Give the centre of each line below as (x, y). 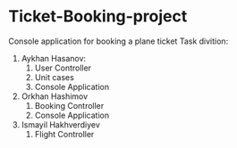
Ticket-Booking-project (98, 16)
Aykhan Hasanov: (54, 58)
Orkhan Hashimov (55, 96)
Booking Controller (69, 105)
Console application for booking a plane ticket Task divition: (118, 41)
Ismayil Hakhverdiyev (60, 124)
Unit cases (55, 77)
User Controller (63, 68)
